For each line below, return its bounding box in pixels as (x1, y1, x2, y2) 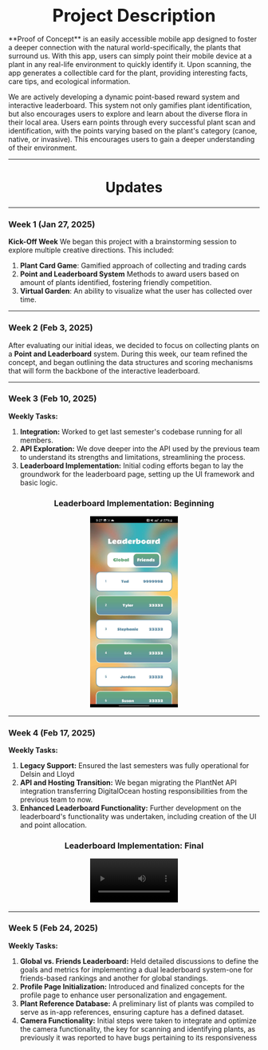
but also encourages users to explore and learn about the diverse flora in (8, 109, 248, 118)
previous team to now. (19, 794, 93, 805)
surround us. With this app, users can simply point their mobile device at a (8, 51, 253, 61)
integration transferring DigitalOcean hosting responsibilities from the (19, 787, 248, 796)
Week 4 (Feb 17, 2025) (8, 727, 96, 738)
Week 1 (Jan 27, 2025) (8, 219, 96, 230)
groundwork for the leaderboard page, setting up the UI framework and (19, 469, 255, 478)
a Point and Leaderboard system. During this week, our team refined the (8, 349, 248, 359)
